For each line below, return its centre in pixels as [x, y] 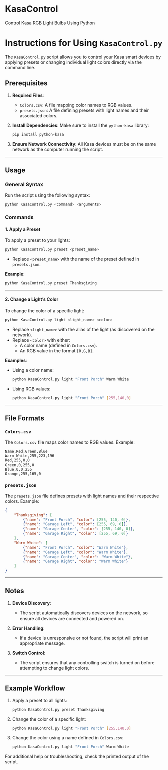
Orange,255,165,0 [23, 474]
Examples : [16, 360]
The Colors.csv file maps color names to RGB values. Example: [70, 442]
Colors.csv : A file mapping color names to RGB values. [76, 105]
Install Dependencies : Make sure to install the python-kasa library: [81, 125]
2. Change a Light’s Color [32, 299]
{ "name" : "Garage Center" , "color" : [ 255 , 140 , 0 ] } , [79, 529]
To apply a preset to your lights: [38, 240]
